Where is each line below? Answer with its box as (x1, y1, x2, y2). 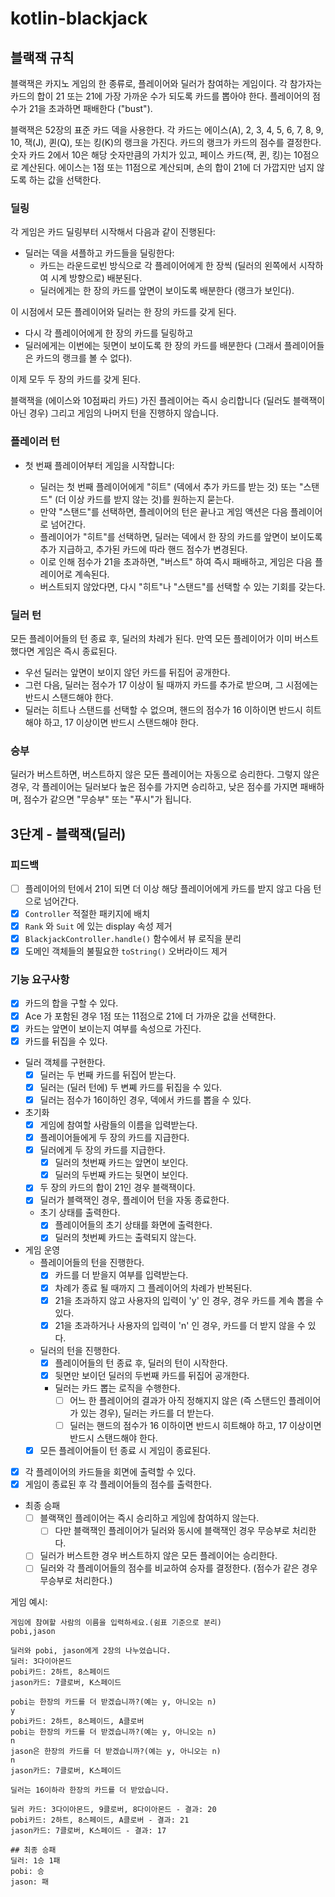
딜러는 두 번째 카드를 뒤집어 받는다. (39, 1068, 177, 1081)
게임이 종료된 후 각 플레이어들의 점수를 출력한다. (24, 1478, 212, 1491)
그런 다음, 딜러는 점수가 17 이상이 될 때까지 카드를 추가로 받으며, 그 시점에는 (24, 678, 319, 691)
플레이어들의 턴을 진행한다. (39, 1257, 145, 1269)
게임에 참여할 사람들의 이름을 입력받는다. (39, 1118, 198, 1131)
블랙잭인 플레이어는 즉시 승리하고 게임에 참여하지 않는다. (39, 1512, 260, 1524)
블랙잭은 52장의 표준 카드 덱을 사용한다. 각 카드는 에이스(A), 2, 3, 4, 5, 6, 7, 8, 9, (10, 124, 324, 136)
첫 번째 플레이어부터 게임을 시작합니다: (24, 459, 175, 471)
